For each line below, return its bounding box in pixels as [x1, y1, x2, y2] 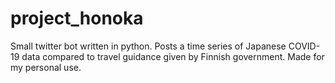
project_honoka [10, 7, 144, 30]
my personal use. [10, 61, 82, 73]
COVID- [288, 40, 321, 52]
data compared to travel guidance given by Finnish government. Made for [21, 50, 325, 62]
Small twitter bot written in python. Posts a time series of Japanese [10, 40, 287, 52]
